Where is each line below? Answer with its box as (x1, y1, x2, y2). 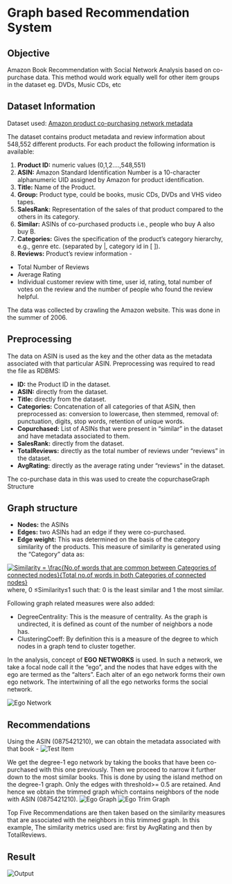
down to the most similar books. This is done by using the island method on (7, 773, 223, 781)
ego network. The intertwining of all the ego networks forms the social (7, 678, 208, 686)
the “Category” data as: (17, 550, 85, 559)
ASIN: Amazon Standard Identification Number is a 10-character (17, 168, 201, 177)
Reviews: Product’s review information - (17, 249, 133, 258)
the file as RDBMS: (7, 366, 61, 375)
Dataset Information (7, 101, 96, 113)
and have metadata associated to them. (17, 432, 130, 440)
